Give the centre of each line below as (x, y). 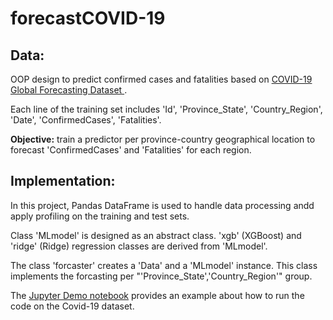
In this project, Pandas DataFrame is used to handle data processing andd (162, 205)
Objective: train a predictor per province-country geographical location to (163, 139)
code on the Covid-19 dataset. (72, 306)
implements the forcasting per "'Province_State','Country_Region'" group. (161, 276)
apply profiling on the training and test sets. (100, 216)
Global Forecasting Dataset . (69, 90)
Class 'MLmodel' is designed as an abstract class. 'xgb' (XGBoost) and (156, 235)
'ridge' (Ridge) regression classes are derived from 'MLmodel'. (139, 246)
